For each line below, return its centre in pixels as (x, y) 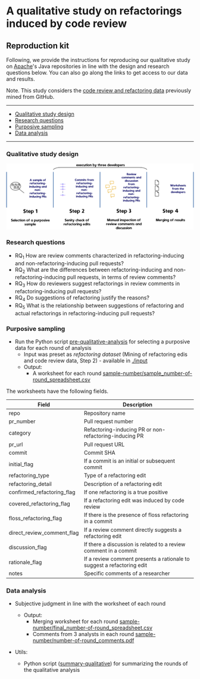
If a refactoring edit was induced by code (134, 500)
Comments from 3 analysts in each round (83, 634)
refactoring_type (29, 476)
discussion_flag (28, 547)
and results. (21, 79)
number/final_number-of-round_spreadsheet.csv (93, 628)
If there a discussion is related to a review (135, 544)
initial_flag (21, 464)
